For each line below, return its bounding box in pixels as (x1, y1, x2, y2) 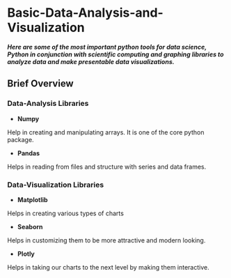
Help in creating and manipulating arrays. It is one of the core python (7, 128, 205, 137)
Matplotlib (17, 195, 48, 203)
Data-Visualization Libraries (7, 180, 104, 190)
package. (7, 135, 34, 144)
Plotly (17, 249, 35, 258)
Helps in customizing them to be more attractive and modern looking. (7, 235, 206, 245)
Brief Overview (7, 78, 74, 90)
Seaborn (17, 222, 43, 231)
